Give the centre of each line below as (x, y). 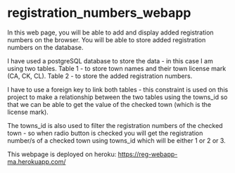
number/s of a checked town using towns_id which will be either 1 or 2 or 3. (117, 140)
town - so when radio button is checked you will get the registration (105, 133)
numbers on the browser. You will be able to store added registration (107, 39)
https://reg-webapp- (148, 154)
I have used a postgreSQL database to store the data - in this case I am (110, 60)
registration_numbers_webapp (99, 13)
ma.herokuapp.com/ (37, 161)
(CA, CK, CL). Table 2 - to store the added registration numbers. (100, 76)
